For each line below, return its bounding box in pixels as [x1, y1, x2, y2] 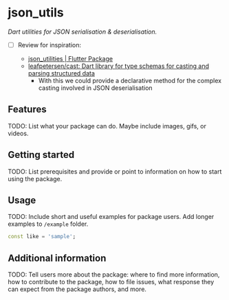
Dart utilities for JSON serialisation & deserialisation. [8, 27, 157, 36]
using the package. [8, 174, 63, 183]
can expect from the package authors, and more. [8, 285, 147, 293]
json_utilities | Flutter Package [28, 55, 113, 62]
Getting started [8, 149, 75, 161]
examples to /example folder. [8, 220, 89, 228]
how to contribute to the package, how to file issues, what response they [8, 278, 215, 286]
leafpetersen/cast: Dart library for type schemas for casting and [28, 62, 209, 70]
